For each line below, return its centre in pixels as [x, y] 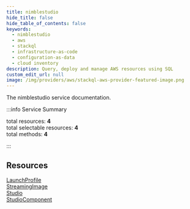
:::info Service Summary [37, 109]
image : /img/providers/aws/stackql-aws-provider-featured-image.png [95, 80]
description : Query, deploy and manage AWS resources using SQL [90, 69]
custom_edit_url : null [35, 75]
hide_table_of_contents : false [46, 23]
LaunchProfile [24, 180]
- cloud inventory [35, 63]
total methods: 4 [27, 134]
